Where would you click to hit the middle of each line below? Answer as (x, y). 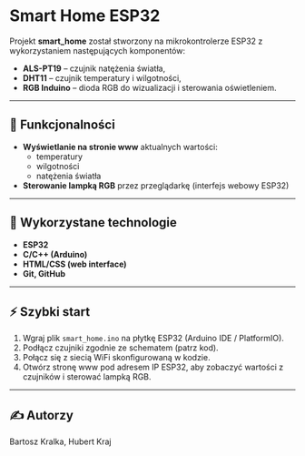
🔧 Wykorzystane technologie (93, 223)
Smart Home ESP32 (85, 16)
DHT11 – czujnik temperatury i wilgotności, (102, 77)
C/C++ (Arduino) (55, 254)
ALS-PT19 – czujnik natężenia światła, (94, 68)
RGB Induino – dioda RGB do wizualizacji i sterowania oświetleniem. (149, 87)
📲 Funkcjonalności (62, 125)
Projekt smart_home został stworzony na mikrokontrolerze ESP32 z (136, 41)
